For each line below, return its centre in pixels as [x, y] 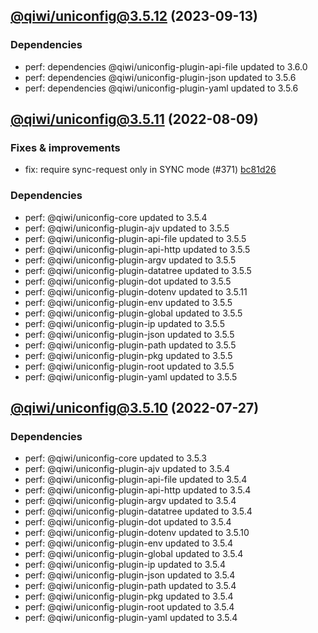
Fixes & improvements [65, 147]
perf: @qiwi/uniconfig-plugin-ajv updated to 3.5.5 [127, 228]
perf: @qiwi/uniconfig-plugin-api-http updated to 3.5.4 [138, 490]
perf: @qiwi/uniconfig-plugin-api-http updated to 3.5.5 [137, 249]
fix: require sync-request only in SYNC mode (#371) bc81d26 [150, 170]
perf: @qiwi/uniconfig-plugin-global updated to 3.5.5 [133, 313]
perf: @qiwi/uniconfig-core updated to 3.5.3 [115, 458]
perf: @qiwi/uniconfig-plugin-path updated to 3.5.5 [130, 345]
